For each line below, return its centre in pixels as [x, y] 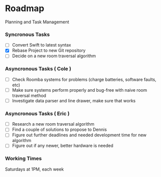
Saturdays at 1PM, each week [34, 169]
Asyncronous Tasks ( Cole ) [38, 69]
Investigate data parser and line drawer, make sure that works [74, 100]
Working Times [24, 159]
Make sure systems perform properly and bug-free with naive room [79, 90]
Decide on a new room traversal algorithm [54, 56]
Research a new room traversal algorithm [53, 124]
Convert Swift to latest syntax [41, 45]
